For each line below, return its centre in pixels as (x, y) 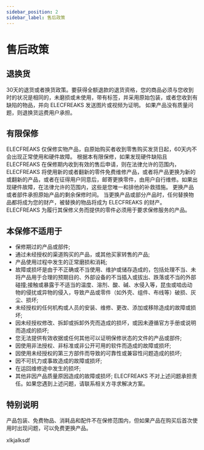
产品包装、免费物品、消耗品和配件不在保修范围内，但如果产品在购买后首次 (99, 420)
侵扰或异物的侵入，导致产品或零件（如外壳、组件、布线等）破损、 (108, 292)
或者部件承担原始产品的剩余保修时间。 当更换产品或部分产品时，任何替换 (97, 195)
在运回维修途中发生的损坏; (48, 369)
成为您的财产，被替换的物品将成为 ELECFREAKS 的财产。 (94, 202)
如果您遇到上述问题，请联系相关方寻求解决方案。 (87, 384)
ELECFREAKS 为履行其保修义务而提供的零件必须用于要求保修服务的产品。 (98, 210)
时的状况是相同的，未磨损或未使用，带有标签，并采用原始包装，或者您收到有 (102, 97)
